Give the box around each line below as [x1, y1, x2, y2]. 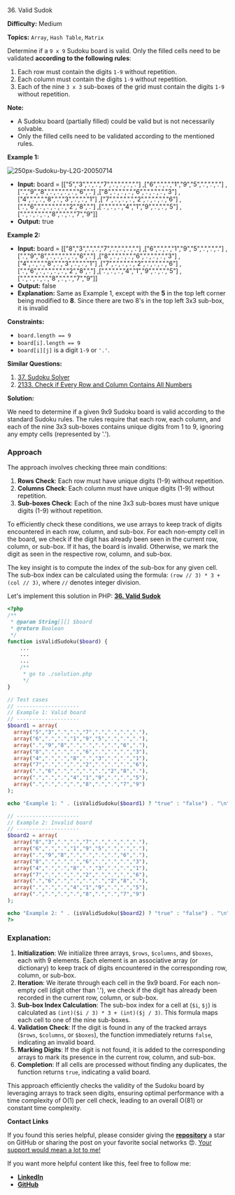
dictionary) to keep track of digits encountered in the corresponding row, [17, 963, 227, 972]
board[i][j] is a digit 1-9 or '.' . [17, 346, 111, 354]
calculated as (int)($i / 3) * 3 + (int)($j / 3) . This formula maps [17, 1008, 218, 1016]
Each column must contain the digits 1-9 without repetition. [17, 75, 187, 83]
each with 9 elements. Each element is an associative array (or [17, 956, 198, 965]
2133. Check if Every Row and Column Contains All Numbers [17, 381, 192, 389]
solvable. [17, 125, 44, 132]
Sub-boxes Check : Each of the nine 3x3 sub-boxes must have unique [17, 499, 220, 508]
